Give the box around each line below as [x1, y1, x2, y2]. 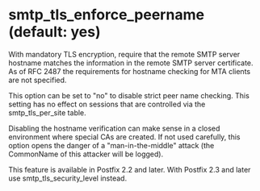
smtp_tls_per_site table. [8, 107, 86, 118]
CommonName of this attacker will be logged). [8, 149, 164, 159]
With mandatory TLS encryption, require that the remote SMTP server [8, 49, 241, 59]
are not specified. [8, 75, 67, 85]
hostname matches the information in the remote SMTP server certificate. [8, 58, 254, 68]
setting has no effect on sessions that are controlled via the [8, 99, 206, 109]
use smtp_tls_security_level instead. [8, 173, 128, 183]
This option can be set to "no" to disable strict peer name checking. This [8, 90, 250, 100]
